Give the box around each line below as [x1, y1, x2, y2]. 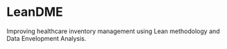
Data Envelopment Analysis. [6, 34, 87, 42]
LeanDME [6, 4, 63, 20]
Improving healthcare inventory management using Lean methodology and [6, 27, 220, 35]
